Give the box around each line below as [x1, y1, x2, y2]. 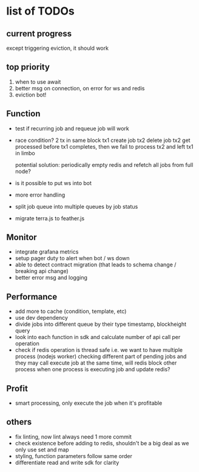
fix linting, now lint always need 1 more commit [15, 433, 132, 440]
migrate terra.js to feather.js [15, 214, 85, 222]
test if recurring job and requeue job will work [15, 124, 129, 132]
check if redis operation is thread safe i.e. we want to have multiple [15, 346, 183, 354]
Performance [6, 291, 58, 302]
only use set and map [15, 446, 69, 453]
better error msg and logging [15, 274, 88, 282]
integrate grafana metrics [15, 248, 79, 255]
